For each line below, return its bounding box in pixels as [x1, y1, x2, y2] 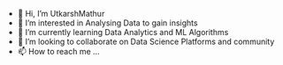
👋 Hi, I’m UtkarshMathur [17, 9, 105, 18]
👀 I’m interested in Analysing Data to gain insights [17, 18, 198, 28]
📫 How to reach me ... [17, 47, 100, 56]
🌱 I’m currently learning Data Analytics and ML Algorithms [17, 27, 229, 37]
